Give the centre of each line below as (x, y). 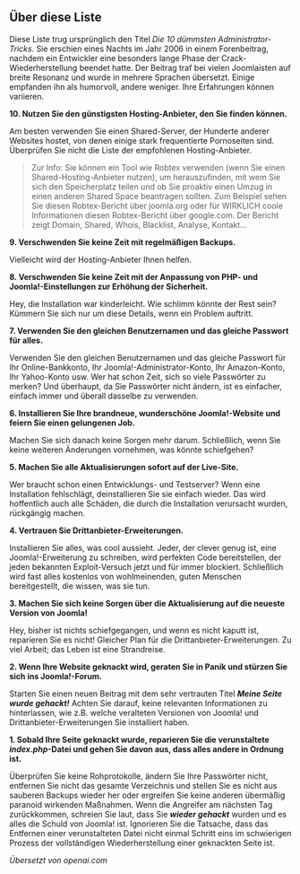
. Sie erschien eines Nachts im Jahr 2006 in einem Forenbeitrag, (150, 48)
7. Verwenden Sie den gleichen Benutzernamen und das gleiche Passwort (149, 330)
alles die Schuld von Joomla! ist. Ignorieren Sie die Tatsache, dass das (139, 824)
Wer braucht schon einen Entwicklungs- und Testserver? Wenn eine (135, 484)
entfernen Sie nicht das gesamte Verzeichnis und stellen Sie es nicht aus (143, 785)
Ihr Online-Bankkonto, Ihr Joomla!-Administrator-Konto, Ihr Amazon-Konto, (147, 367)
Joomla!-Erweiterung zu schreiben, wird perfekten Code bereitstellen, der (146, 557)
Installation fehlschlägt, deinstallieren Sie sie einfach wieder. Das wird (137, 494)
